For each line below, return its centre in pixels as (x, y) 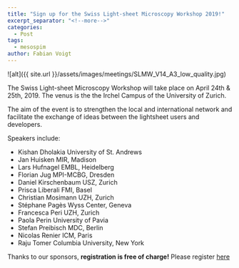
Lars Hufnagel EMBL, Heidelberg (66, 167)
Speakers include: (34, 138)
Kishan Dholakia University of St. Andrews (80, 152)
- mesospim (30, 47)
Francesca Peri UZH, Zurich (59, 212)
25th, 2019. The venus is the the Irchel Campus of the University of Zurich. (117, 95)
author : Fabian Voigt (40, 54)
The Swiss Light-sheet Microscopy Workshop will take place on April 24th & (119, 88)
